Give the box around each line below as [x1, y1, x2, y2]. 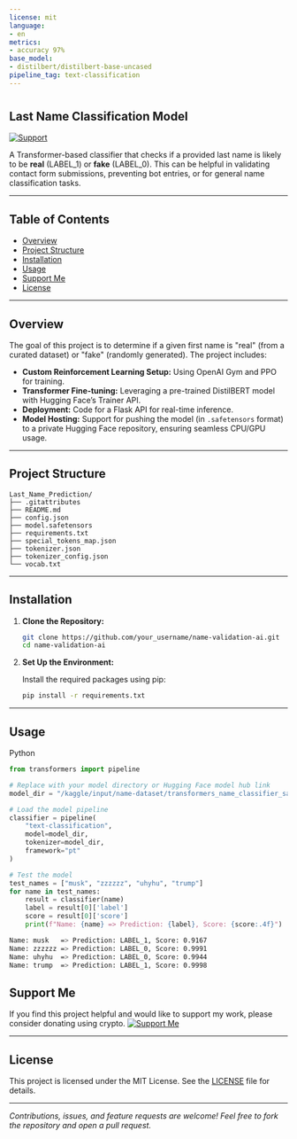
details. [9, 1085, 36, 1096]
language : [9, 21, 46, 30]
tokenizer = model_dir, [25, 839, 104, 847]
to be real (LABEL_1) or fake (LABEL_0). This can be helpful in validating [9, 159, 270, 169]
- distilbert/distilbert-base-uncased [9, 63, 152, 72]
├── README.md [9, 505, 62, 514]
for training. [21, 376, 65, 386]
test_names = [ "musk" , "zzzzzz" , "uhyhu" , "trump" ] [9, 878, 203, 887]
